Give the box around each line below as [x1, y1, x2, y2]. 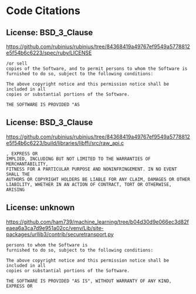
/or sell [6, 60, 28, 66]
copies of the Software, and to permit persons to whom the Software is [6, 66, 188, 72]
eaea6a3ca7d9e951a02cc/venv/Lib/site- [6, 224, 104, 231]
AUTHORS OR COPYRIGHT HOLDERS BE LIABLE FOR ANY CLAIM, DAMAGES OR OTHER [6, 176, 191, 183]
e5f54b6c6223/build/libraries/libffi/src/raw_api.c [6, 139, 124, 146]
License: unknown [6, 202, 75, 212]
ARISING [6, 187, 25, 192]
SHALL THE [6, 171, 31, 177]
